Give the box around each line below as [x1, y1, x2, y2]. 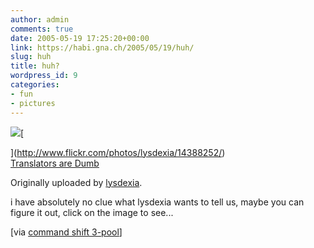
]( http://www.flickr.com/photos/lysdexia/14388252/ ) [10, 146, 226, 158]
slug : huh [10, 52, 52, 62]
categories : [10, 80, 60, 90]
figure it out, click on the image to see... [10, 206, 174, 218]
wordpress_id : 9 [10, 71, 78, 81]
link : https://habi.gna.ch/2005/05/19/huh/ [10, 42, 195, 53]
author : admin [10, 14, 70, 25]
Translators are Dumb [10, 157, 100, 169]
